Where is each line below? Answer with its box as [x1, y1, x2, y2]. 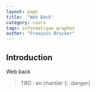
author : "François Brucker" [6, 31, 75, 37]
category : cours [6, 19, 46, 25]
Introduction [6, 52, 53, 63]
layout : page [6, 8, 38, 15]
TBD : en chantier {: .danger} [20, 79, 91, 86]
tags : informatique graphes [6, 25, 75, 31]
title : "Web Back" [6, 14, 54, 20]
